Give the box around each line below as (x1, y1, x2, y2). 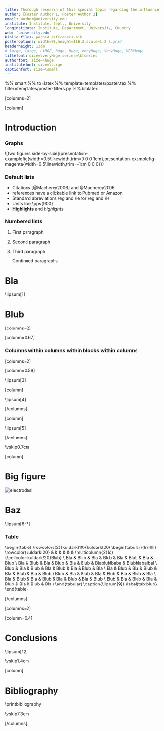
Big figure (5, 471, 46, 482)
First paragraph (12, 229, 44, 235)
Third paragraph (12, 249, 46, 255)
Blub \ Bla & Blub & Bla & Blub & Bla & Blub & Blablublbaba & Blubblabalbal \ (5, 560, 157, 566)
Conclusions (5, 632, 58, 644)
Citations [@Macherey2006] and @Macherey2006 (12, 184, 115, 190)
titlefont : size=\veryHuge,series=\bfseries (5, 53, 98, 58)
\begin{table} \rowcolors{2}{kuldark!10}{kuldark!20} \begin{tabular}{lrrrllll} (5, 545, 156, 550)
